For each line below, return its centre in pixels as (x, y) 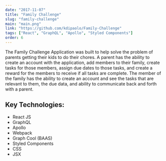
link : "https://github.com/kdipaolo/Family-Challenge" (63, 28)
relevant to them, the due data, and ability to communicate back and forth (81, 83)
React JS (22, 117)
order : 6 (14, 38)
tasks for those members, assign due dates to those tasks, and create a (79, 67)
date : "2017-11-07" (25, 10)
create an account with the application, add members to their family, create (82, 62)
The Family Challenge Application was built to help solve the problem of (79, 52)
